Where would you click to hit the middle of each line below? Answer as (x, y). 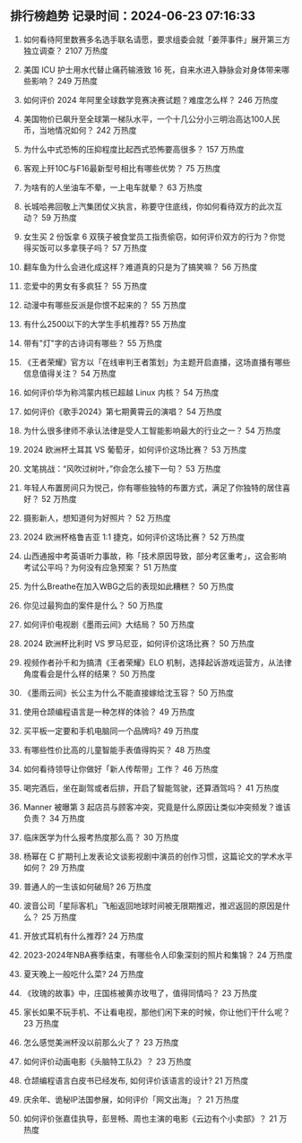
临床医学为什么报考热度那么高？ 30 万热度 (101, 837)
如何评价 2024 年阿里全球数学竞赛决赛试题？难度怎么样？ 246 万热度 (151, 100)
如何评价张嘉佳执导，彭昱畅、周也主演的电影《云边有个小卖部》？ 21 (150, 1118)
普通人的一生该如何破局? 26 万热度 (87, 887)
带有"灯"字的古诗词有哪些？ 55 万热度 (93, 342)
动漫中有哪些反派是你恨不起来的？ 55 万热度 (105, 305)
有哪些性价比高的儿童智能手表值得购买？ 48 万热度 (117, 749)
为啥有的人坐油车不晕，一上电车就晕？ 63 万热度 (112, 187)
